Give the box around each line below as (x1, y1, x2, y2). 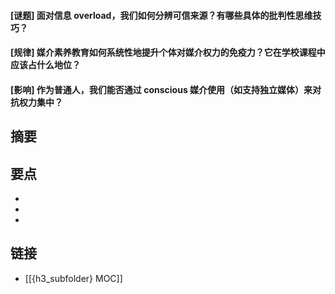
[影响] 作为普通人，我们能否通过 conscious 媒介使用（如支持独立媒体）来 (10, 83, 313, 95)
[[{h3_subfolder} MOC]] (24, 272, 123, 284)
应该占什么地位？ (10, 59, 81, 71)
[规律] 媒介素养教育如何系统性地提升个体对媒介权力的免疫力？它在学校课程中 (10, 46, 326, 59)
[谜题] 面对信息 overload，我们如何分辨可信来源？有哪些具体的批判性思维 (10, 9, 313, 21)
